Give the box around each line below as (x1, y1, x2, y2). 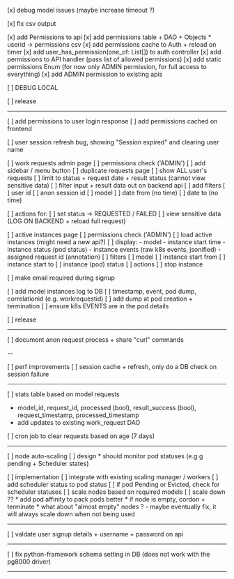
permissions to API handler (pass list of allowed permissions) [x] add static (7, 55, 221, 63)
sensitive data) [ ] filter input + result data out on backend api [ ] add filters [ (7, 181, 226, 189)
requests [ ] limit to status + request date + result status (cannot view (7, 174, 205, 182)
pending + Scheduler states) (7, 460, 89, 467)
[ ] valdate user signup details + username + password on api (7, 530, 184, 538)
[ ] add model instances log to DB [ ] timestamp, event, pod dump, (7, 287, 197, 295)
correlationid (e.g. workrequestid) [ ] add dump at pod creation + (7, 294, 194, 303)
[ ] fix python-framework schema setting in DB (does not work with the (7, 550, 210, 558)
